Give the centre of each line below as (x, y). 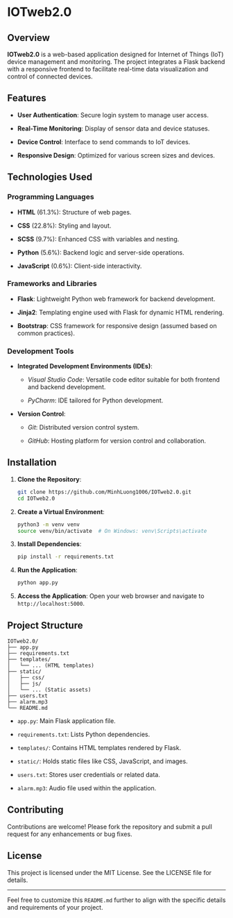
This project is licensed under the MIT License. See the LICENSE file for (110, 872)
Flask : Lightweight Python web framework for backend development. (116, 298)
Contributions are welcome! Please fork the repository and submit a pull (110, 826)
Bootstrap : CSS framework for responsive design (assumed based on (117, 325)
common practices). (46, 333)
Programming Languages (51, 197)
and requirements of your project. (55, 907)
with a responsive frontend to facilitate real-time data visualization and (108, 69)
